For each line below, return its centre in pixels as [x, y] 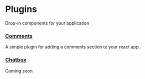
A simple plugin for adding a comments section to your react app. [72, 47]
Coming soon [19, 70]
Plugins [21, 9]
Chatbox [16, 60]
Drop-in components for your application [47, 23]
